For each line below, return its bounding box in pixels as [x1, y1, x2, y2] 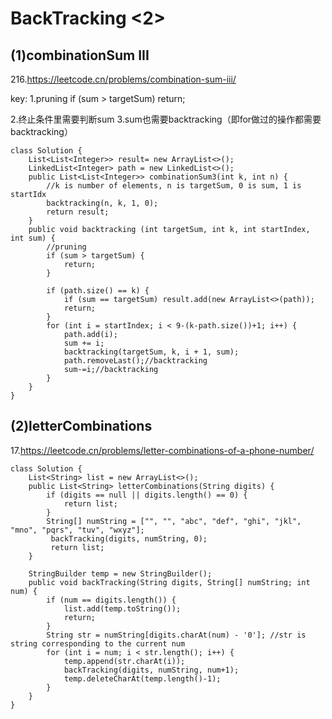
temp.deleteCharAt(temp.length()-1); [63, 673, 222, 684]
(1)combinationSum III [10, 47, 150, 64]
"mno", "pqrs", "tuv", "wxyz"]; [10, 525, 145, 535]
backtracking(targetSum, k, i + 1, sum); [63, 347, 240, 357]
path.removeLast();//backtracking [63, 356, 208, 366]
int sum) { [10, 233, 56, 243]
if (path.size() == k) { [46, 286, 150, 296]
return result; [46, 207, 110, 217]
